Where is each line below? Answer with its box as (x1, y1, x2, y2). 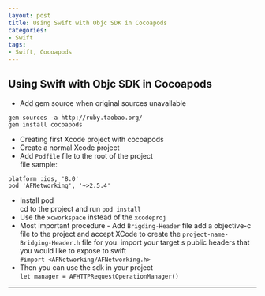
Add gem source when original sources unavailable (19, 98, 187, 107)
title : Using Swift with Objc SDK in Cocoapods (8, 19, 168, 27)
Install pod (19, 195, 54, 205)
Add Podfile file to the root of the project (19, 151, 154, 160)
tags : (8, 41, 26, 49)
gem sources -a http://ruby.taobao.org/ (8, 114, 144, 122)
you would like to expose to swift (19, 245, 127, 255)
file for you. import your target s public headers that (81, 238, 250, 247)
